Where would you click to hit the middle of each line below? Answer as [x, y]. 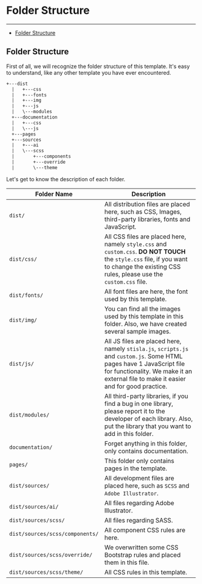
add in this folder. [129, 433]
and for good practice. [136, 386]
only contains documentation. [146, 451]
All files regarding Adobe [139, 503]
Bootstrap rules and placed [142, 554]
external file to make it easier [145, 379]
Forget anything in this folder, [146, 443]
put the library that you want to [148, 426]
